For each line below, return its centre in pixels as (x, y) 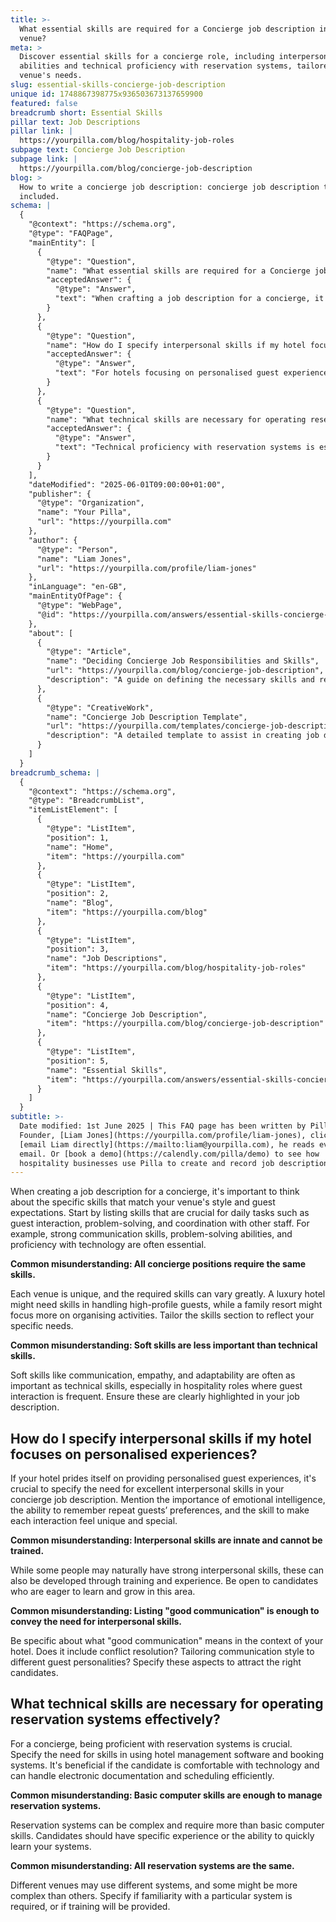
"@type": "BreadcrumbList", (86, 801)
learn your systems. (51, 1846)
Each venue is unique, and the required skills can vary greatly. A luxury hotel (168, 1294)
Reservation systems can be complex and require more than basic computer (167, 1825)
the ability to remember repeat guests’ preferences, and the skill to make (160, 1510)
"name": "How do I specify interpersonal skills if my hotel (176, 345)
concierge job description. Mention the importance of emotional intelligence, (168, 1500)
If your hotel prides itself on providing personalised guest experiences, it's (163, 1478)
